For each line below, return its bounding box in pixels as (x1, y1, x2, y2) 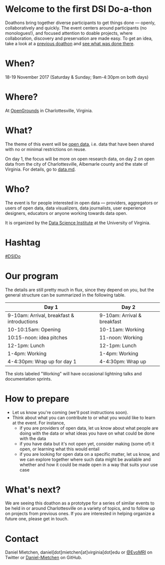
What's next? (5, 484, 61, 495)
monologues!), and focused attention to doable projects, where (5, 30, 133, 36)
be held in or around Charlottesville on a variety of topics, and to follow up (5, 506, 156, 511)
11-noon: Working (99, 334, 143, 341)
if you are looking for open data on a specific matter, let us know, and (19, 451, 160, 457)
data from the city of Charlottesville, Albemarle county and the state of (5, 161, 148, 167)
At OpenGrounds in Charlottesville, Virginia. (5, 107, 93, 114)
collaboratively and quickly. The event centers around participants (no (5, 25, 147, 30)
